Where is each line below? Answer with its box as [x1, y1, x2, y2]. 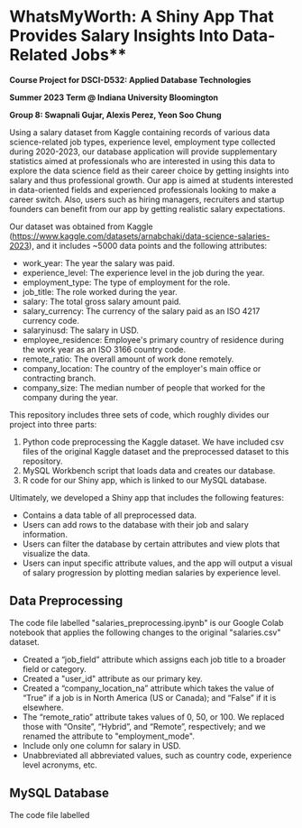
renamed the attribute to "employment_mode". [22, 731, 196, 741]
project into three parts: [9, 419, 97, 429]
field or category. [22, 663, 87, 674]
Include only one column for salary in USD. [22, 740, 182, 750]
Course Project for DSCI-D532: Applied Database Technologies [9, 74, 252, 85]
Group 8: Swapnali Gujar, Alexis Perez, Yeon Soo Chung [9, 109, 223, 120]
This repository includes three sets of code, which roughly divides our [9, 409, 270, 420]
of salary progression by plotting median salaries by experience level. [22, 566, 281, 578]
